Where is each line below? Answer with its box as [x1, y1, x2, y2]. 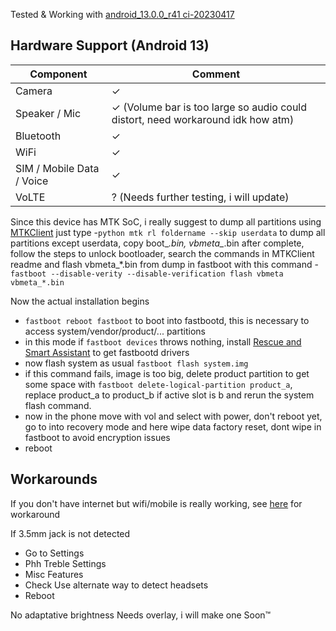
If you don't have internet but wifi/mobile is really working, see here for [10, 497, 303, 509]
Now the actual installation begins [10, 295, 150, 307]
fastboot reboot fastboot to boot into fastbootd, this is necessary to [24, 314, 310, 326]
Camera [15, 84, 53, 98]
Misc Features [24, 568, 84, 580]
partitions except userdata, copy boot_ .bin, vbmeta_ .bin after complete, [10, 237, 305, 249]
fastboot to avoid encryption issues [24, 431, 171, 443]
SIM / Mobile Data [15, 161, 100, 175]
